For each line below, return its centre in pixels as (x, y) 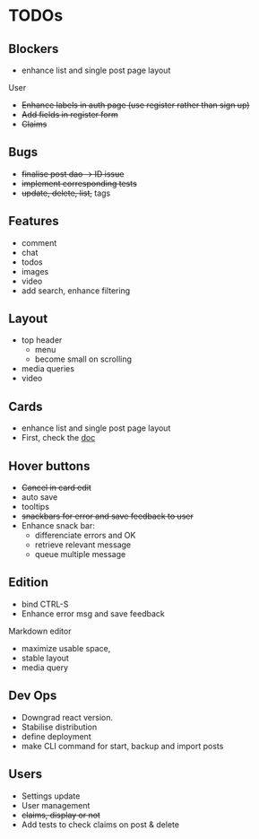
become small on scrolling (83, 359)
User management (56, 805)
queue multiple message (80, 555)
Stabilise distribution (59, 727)
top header (42, 340)
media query (45, 667)
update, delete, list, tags (66, 193)
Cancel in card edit (56, 488)
